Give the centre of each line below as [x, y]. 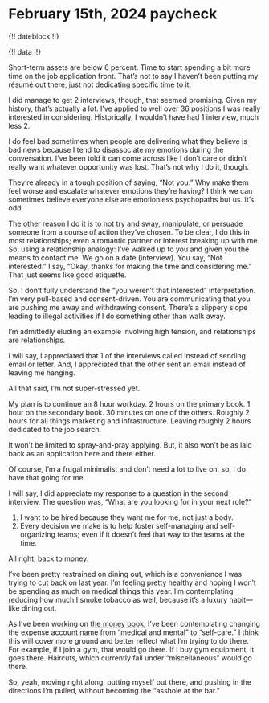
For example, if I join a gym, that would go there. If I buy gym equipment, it [131, 649]
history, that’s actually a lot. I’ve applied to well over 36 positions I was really [134, 108]
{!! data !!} [25, 51]
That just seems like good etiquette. [67, 275]
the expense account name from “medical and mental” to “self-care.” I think [134, 632]
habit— [241, 599]
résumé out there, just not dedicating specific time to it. [100, 84]
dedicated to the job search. [55, 429]
